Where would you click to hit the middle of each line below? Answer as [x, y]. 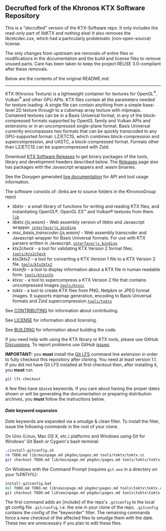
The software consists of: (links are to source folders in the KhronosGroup [81, 192]
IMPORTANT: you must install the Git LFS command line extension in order [82, 354]
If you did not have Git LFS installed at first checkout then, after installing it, [82, 365]
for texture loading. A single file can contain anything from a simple [73, 105]
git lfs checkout [23, 379]
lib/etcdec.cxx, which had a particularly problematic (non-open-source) [78, 38]
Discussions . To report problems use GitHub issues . [58, 345]
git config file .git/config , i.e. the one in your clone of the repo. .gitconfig [82, 507]
